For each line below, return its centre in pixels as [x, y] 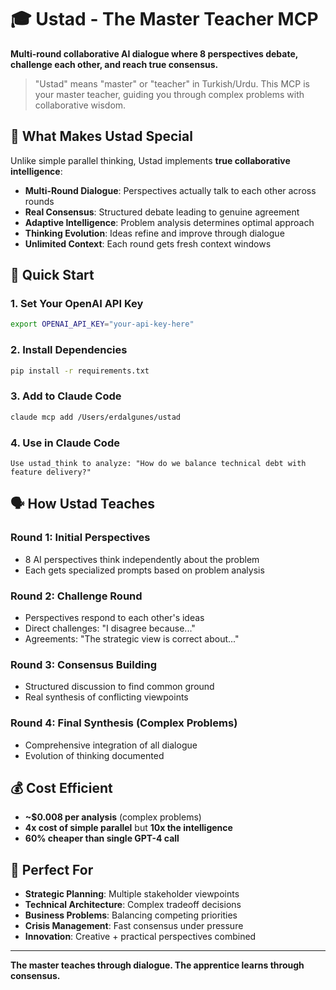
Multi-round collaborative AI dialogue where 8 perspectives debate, [154, 53]
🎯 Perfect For [52, 869]
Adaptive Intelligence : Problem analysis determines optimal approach [169, 222]
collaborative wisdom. [80, 105]
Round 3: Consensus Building [83, 664]
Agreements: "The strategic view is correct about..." [132, 638]
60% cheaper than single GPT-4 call [102, 838]
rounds [39, 201]
